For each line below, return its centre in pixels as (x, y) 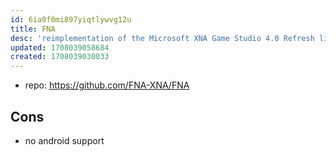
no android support (64, 140)
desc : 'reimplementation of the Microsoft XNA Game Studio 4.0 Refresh (162, 38)
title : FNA (33, 29)
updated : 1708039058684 (60, 47)
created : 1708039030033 (60, 57)
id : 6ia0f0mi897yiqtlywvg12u (71, 19)
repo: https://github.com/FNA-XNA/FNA (107, 85)
